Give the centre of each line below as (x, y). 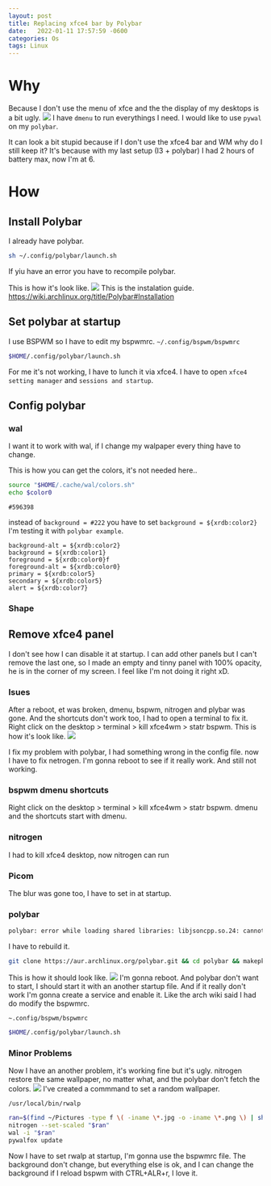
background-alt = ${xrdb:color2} (65, 546)
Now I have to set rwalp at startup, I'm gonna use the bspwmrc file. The (127, 1155)
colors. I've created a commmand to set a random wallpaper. (114, 1089)
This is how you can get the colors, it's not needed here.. (103, 470)
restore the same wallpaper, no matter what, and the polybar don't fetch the (134, 1079)
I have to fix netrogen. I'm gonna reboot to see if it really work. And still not (132, 761)
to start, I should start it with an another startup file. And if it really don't (127, 986)
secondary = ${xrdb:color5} (56, 581)
